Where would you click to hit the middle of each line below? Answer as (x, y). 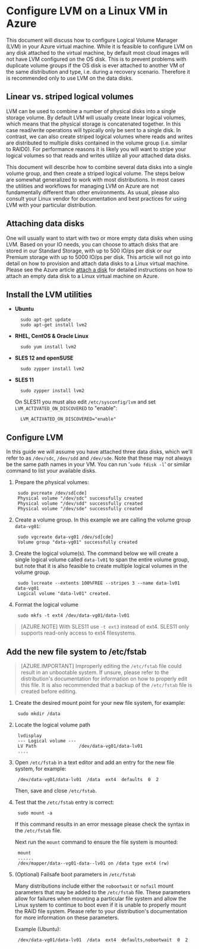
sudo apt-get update (46, 320)
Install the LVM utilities (49, 294)
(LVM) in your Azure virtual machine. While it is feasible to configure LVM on (99, 46)
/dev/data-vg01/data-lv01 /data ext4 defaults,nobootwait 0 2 (103, 940)
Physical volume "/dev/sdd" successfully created (80, 504)
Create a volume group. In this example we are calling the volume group (103, 520)
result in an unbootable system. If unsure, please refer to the (95, 672)
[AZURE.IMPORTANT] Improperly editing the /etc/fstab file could (101, 666)
